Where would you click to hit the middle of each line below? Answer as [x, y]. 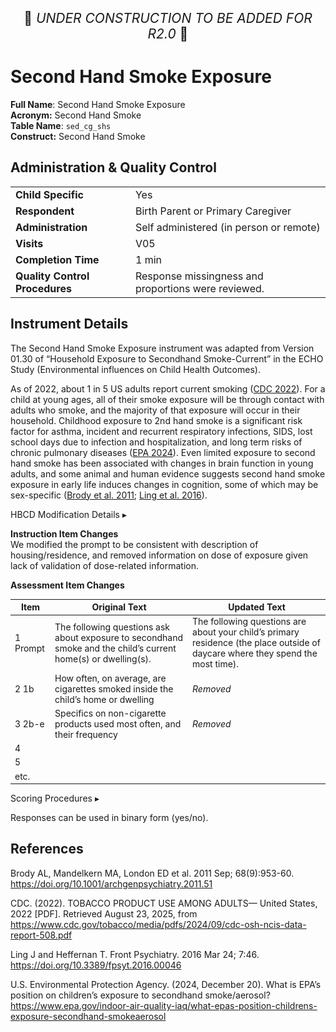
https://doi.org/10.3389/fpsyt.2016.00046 [96, 965]
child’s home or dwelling [104, 699]
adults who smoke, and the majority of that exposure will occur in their [155, 410]
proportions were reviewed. [199, 288]
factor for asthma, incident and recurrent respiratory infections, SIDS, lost [161, 431]
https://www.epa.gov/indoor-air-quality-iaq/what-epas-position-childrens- [164, 1005]
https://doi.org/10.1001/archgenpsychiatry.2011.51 [111, 883]
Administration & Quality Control [113, 167]
